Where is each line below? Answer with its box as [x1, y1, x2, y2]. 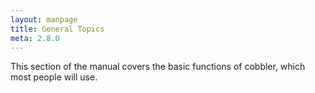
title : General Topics [10, 24, 105, 34]
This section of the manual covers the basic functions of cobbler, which [10, 61, 306, 73]
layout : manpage [10, 14, 78, 25]
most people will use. [10, 71, 98, 83]
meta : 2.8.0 [10, 33, 60, 43]
